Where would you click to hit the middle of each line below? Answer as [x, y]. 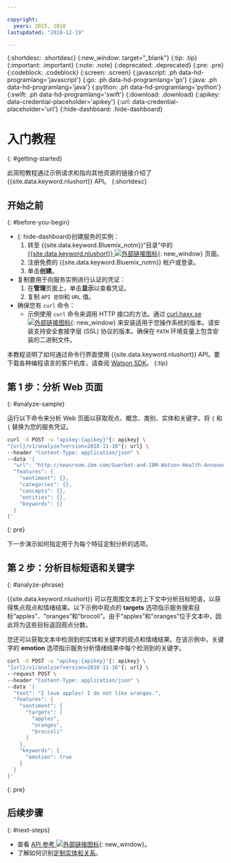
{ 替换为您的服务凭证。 [40, 426]
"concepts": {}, [43, 491]
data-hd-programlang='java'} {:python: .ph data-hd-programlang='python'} [114, 87]
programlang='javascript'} [44, 80]
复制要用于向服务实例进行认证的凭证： [71, 280]
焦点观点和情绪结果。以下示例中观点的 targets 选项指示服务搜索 [103, 607]
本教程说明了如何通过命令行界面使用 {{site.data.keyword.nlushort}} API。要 [113, 355]
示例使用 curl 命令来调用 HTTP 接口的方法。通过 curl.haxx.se [114, 314]
